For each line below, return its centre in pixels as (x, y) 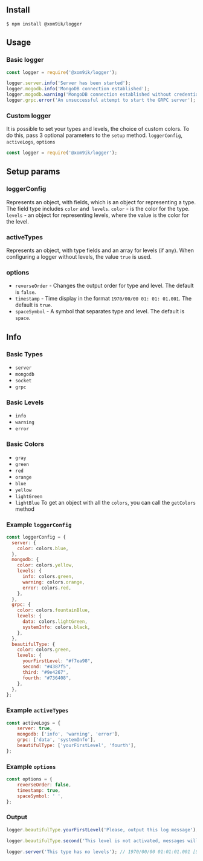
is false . (25, 292)
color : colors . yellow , (46, 565)
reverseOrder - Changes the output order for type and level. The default (104, 286)
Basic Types (25, 354)
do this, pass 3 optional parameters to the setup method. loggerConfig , (95, 135)
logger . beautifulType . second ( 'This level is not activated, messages (96, 841)
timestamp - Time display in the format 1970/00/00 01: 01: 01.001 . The (103, 299)
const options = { (29, 779)
